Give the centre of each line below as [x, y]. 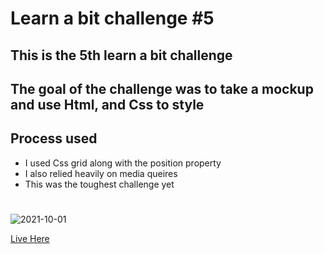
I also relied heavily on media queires [101, 173]
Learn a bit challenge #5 [112, 18]
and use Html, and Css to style [107, 104]
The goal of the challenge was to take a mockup [162, 88]
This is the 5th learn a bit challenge [121, 55]
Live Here [30, 238]
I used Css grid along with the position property [123, 163]
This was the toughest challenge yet [99, 184]
